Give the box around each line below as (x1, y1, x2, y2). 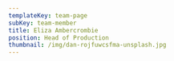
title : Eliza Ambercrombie (8, 26, 99, 34)
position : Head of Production (8, 33, 110, 42)
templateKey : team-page (8, 11, 88, 20)
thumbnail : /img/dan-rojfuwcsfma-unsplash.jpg (8, 41, 167, 49)
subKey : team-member (8, 19, 78, 27)
